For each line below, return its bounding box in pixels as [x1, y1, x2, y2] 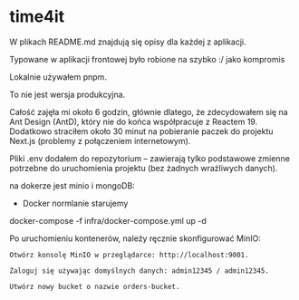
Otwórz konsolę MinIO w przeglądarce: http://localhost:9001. [9, 250, 249, 259]
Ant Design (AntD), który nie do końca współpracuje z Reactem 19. [9, 116, 258, 127]
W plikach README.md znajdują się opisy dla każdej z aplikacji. [9, 36, 246, 47]
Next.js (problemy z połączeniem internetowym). [9, 135, 191, 146]
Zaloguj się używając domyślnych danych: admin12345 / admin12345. [9, 266, 270, 276]
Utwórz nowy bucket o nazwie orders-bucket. [9, 282, 180, 291]
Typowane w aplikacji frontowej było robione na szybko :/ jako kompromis [9, 53, 285, 64]
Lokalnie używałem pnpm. [9, 71, 107, 82]
